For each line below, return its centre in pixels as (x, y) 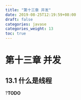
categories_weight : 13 (29, 29)
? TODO (13, 93)
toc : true (16, 34)
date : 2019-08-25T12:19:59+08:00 (41, 15)
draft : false (19, 19)
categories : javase (26, 24)
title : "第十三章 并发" (28, 10)
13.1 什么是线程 (29, 80)
